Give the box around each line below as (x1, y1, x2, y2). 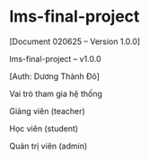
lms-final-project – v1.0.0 (9, 53, 101, 64)
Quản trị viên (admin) (9, 140, 88, 151)
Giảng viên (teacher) (9, 105, 85, 116)
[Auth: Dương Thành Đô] (9, 70, 101, 82)
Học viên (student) (9, 123, 79, 134)
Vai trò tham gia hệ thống (9, 88, 103, 99)
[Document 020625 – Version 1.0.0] (9, 36, 141, 47)
